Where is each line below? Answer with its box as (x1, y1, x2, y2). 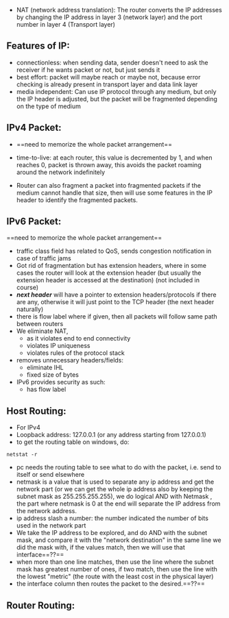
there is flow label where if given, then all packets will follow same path (16, 312, 217, 321)
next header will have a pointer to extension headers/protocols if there (16, 291, 217, 299)
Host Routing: (6, 405, 67, 417)
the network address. (16, 507, 77, 515)
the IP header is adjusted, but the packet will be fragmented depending (16, 95, 217, 103)
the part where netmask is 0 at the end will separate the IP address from (16, 499, 221, 508)
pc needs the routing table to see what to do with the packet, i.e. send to (16, 463, 222, 471)
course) (16, 284, 39, 292)
